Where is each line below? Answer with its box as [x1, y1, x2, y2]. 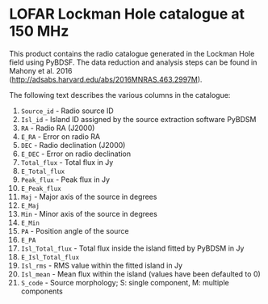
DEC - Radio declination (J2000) [20, 140, 126, 150]
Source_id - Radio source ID [20, 106, 114, 116]
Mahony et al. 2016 [9, 65, 73, 75]
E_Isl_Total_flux [20, 253, 80, 261]
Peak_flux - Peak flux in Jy [20, 175, 111, 184]
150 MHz [9, 22, 69, 40]
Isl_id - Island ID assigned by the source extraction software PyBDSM [20, 114, 257, 124]
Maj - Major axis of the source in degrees [20, 192, 157, 201]
